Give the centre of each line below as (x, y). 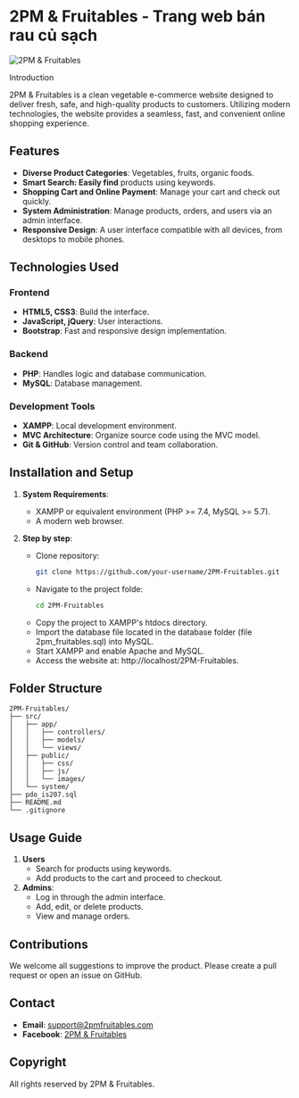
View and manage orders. (83, 916)
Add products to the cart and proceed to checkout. (129, 878)
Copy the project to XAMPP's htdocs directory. (121, 622)
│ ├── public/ (39, 756)
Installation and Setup (71, 473)
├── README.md (36, 803)
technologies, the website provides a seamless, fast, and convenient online (147, 113)
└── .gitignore (37, 811)
